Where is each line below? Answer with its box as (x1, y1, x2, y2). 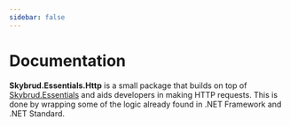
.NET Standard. (9, 107, 65, 119)
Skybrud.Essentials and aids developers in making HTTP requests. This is (9, 89, 278, 100)
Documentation (9, 50, 127, 70)
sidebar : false (9, 12, 66, 22)
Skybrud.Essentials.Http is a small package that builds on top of (9, 80, 247, 91)
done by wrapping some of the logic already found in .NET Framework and (9, 99, 282, 109)
